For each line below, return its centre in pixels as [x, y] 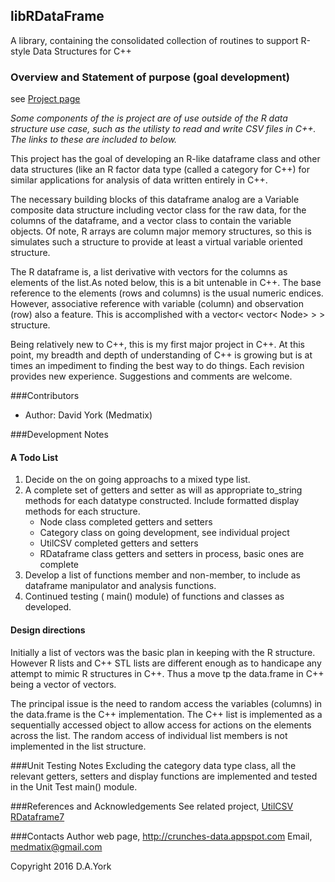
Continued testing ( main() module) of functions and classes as [154, 596]
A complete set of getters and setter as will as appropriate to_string [163, 490]
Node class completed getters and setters [126, 522]
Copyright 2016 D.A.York [61, 866]
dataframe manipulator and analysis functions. [120, 586]
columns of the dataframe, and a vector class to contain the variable [151, 221]
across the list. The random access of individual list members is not [149, 735]
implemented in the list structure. [78, 746]
